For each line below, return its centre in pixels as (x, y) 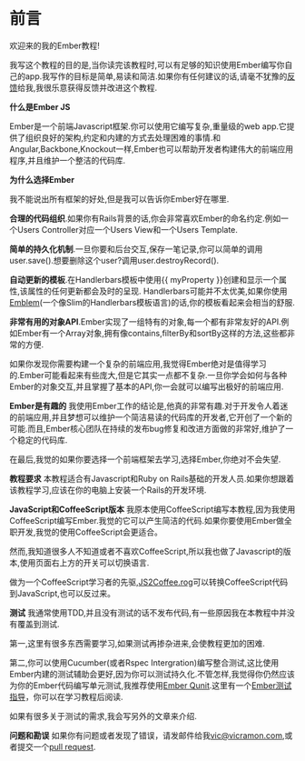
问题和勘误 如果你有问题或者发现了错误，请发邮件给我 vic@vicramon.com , (147, 735)
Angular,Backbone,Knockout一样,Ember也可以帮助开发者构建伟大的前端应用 (152, 149)
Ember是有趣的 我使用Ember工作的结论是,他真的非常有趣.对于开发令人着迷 (149, 406)
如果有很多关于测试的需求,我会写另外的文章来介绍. (103, 716)
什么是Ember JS (40, 106)
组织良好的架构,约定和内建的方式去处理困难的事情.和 (123, 137)
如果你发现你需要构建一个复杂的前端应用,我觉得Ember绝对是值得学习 (138, 364)
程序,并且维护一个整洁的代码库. (68, 160)
